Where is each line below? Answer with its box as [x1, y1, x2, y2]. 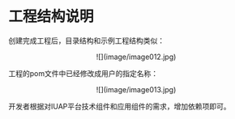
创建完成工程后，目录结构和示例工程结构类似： [8, 36, 164, 45]
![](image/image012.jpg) [96, 52, 177, 62]
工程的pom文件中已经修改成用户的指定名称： [8, 68, 159, 78]
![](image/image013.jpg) [96, 84, 177, 94]
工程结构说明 [8, 7, 95, 26]
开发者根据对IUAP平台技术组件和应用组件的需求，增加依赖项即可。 [8, 101, 231, 111]
